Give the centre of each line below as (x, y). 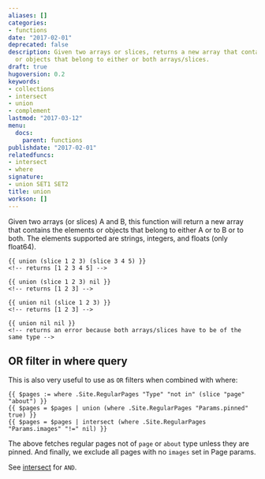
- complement (30, 111)
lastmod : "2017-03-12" (45, 118)
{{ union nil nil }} (42, 323)
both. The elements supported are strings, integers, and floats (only (118, 238)
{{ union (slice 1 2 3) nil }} (60, 282)
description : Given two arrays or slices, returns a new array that (123, 52)
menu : (17, 125)
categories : (28, 23)
